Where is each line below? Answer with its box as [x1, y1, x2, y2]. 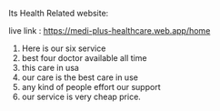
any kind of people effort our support [21, 82, 161, 92]
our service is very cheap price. [21, 91, 142, 102]
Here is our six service [21, 43, 106, 54]
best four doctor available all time [21, 53, 147, 63]
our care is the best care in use [21, 72, 138, 83]
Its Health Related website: [8, 8, 109, 18]
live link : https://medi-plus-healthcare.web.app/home [8, 25, 211, 35]
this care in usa [21, 63, 79, 73]
